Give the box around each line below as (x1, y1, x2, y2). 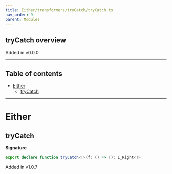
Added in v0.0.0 (5, 50, 39, 56)
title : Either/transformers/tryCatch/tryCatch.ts (5, 7, 114, 13)
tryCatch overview (5, 36, 67, 45)
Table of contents (5, 69, 62, 78)
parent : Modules (5, 17, 40, 22)
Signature (5, 145, 27, 151)
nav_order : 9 (5, 12, 33, 17)
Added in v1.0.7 (5, 164, 38, 170)
